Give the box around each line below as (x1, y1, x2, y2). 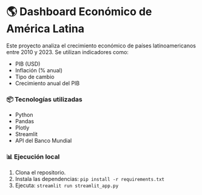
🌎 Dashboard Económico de (6, 5, 152, 19)
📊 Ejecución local (6, 152, 60, 161)
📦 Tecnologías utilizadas (6, 95, 83, 103)
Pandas (15, 118, 35, 125)
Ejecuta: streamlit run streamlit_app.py (15, 182, 119, 189)
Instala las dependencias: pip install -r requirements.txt (15, 175, 165, 182)
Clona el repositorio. (15, 168, 66, 176)
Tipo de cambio (15, 73, 55, 80)
